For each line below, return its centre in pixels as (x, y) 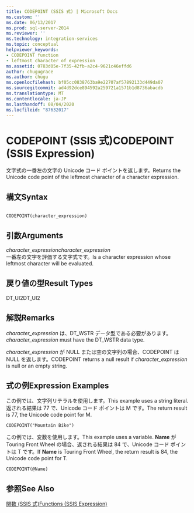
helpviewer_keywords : (32, 50)
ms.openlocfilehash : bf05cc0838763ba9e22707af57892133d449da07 (85, 83)
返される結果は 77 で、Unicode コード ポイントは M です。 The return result (97, 408)
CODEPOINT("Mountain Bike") (40, 426)
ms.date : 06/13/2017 (31, 22)
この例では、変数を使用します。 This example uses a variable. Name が (91, 437)
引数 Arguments (35, 235)
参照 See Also (30, 489)
